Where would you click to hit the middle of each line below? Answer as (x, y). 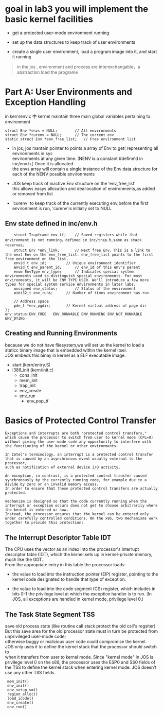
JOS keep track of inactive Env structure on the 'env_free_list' (74, 183)
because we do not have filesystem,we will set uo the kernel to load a (75, 345)
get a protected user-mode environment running (61, 33)
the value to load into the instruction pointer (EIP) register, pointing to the (85, 574)
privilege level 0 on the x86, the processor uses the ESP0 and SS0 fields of (80, 662)
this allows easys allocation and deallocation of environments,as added (83, 189)
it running (22, 56)
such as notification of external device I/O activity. (63, 468)
